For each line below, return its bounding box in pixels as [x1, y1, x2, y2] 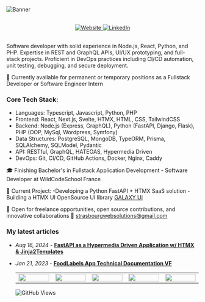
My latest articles [6, 228, 59, 236]
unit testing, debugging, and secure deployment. [6, 62, 129, 69]
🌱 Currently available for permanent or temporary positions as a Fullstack [6, 74, 190, 81]
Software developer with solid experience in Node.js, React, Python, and [6, 43, 189, 49]
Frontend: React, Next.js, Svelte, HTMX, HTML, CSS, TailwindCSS [15, 116, 181, 123]
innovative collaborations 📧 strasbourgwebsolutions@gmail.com [6, 212, 168, 220]
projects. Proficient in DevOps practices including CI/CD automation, [21, 56, 194, 62]
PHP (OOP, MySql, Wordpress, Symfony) [15, 129, 118, 136]
